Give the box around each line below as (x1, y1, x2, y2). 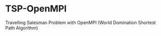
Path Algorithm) (5, 24, 38, 30)
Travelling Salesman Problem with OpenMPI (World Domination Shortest (5, 19, 156, 25)
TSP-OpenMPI (5, 3, 67, 14)
